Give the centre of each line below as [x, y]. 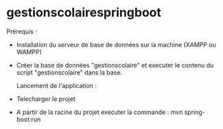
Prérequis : [22, 31]
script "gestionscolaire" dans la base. [69, 72]
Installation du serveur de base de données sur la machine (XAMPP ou [116, 44]
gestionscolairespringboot [84, 13]
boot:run [28, 119]
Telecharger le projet [46, 99]
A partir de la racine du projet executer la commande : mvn [99, 112]
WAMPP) [29, 52]
